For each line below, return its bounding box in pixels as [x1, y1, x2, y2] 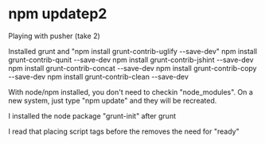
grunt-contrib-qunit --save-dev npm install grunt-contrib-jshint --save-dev [8, 55, 254, 64]
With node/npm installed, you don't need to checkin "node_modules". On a [8, 87, 253, 96]
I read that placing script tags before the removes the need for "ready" [8, 126, 240, 136]
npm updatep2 [8, 5, 107, 23]
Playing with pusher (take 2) [8, 31, 101, 41]
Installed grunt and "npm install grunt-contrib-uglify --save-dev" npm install [8, 46, 257, 56]
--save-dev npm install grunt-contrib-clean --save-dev [8, 72, 189, 81]
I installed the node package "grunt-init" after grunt [8, 111, 177, 120]
